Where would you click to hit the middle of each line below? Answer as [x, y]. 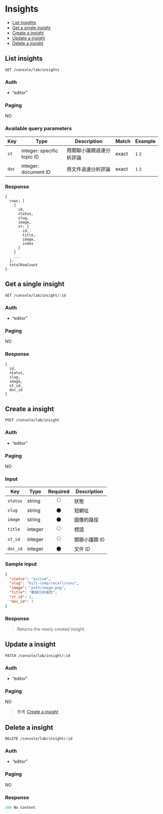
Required [59, 492]
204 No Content [20, 808]
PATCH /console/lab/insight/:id [38, 655]
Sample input [21, 564]
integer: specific [40, 151]
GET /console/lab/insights [32, 70]
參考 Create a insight [38, 712]
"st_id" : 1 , [22, 597]
